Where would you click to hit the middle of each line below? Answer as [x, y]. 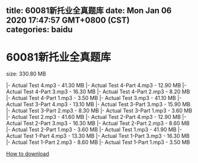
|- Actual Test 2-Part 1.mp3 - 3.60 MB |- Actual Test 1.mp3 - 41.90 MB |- [94, 130]
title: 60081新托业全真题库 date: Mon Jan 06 [89, 11]
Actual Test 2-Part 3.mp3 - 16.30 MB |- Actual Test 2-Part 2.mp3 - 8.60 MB [98, 123]
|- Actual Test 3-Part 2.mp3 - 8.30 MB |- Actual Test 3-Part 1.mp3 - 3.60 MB [99, 111]
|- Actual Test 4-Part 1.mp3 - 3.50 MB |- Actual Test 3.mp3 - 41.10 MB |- [94, 98]
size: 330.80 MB [26, 74]
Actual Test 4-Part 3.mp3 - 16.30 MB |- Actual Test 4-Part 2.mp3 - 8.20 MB [98, 92]
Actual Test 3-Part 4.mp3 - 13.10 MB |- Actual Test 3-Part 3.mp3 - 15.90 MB [98, 104]
